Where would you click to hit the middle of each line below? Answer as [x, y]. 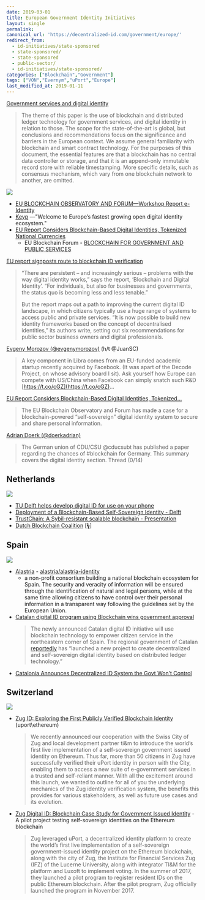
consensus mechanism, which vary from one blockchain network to [107, 174]
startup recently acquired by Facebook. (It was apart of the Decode [106, 367]
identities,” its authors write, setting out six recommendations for [103, 330]
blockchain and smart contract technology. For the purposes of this [106, 148]
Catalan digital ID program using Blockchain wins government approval [105, 617]
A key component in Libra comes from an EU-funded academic [101, 361]
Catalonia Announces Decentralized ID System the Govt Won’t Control [103, 673]
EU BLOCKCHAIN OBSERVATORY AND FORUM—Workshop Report [99, 204]
